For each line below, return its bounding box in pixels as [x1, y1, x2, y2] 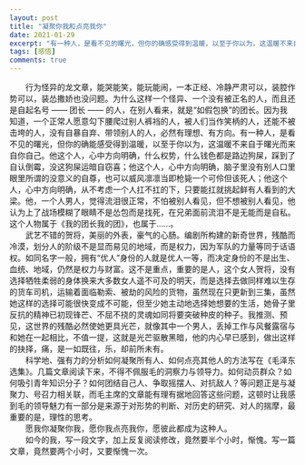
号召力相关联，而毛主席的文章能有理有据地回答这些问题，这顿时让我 [33, 389, 288, 399]
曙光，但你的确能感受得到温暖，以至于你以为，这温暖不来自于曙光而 [33, 138, 288, 149]
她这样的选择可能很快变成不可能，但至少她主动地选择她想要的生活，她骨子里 [9, 298, 296, 308]
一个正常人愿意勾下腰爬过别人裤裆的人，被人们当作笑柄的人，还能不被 [33, 116, 296, 126]
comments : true [9, 56, 67, 65]
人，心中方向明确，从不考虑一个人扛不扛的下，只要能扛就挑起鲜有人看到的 [9, 184, 288, 195]
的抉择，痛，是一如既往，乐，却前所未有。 [9, 343, 169, 354]
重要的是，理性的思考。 [9, 411, 97, 422]
